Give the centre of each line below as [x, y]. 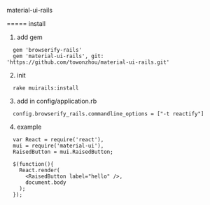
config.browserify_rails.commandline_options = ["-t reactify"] [108, 114]
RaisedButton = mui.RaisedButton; [63, 152]
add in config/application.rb [57, 101]
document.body [46, 183]
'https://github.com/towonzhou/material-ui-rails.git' [88, 62]
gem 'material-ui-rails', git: [58, 56]
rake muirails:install [46, 88]
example [29, 127]
